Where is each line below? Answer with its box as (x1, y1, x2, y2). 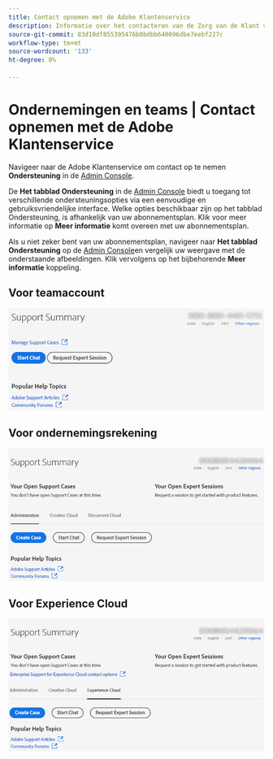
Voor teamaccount (8, 286, 105, 300)
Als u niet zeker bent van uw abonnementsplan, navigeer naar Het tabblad (8, 236, 258, 246)
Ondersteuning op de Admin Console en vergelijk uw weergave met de (8, 245, 245, 255)
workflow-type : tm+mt (8, 39, 82, 47)
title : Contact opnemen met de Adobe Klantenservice (8, 13, 191, 21)
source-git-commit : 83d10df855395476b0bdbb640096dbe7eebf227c (8, 30, 223, 38)
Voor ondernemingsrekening (8, 427, 158, 440)
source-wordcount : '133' (8, 47, 93, 56)
